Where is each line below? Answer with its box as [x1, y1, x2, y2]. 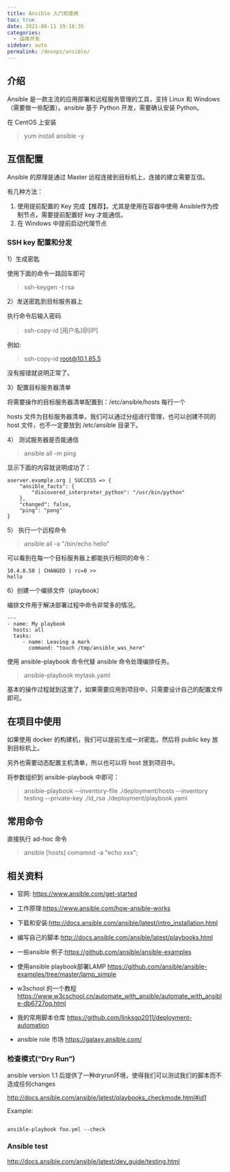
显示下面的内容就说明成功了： [7, 463, 91, 472]
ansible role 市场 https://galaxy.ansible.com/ [16, 1036, 142, 1044]
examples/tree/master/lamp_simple [16, 970, 116, 979]
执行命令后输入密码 [7, 311, 62, 319]
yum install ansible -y [23, 132, 84, 140]
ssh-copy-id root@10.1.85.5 [23, 354, 101, 363]
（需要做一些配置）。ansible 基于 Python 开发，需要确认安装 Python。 [7, 103, 203, 112]
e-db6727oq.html [16, 999, 66, 1008]
